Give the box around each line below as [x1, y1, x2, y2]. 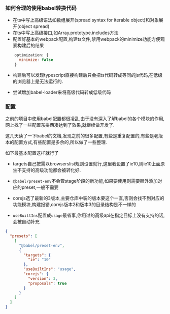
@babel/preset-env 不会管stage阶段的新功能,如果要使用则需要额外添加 [12, 178, 158, 184]
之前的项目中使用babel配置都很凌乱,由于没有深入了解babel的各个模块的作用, [5, 116, 165, 122]
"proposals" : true [27, 281, 67, 286]
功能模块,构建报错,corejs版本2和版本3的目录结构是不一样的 [12, 202, 136, 208]
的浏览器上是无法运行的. [12, 78, 63, 84]
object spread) [18, 23, 50, 30]
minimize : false [18, 58, 53, 63]
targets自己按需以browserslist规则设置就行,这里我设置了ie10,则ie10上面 [12, 161, 161, 167]
